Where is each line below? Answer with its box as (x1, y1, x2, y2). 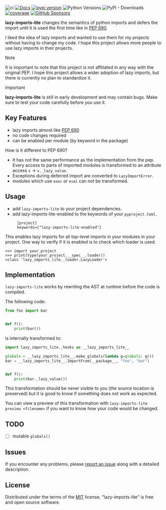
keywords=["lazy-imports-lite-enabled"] (17, 225, 102, 230)
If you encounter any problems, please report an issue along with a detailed (5, 461, 160, 467)
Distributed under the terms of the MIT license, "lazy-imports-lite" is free (5, 494, 154, 500)
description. (5, 466, 30, 472)
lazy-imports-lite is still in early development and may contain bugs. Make (5, 94, 158, 100)
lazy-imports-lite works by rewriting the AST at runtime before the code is (5, 284, 160, 290)
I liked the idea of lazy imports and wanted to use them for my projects (5, 35, 150, 40)
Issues (5, 448, 26, 456)
